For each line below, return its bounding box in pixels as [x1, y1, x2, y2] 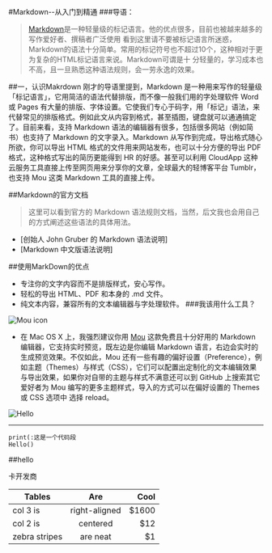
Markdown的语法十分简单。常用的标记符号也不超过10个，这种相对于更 [28, 44, 263, 54]
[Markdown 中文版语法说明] [19, 245, 113, 254]
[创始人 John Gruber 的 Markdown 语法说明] [19, 234, 168, 244]
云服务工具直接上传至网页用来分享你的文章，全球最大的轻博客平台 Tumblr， [8, 163, 261, 172]
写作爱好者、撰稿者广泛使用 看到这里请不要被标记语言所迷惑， [28, 35, 236, 44]
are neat [79, 531, 112, 542]
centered [78, 518, 113, 529]
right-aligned [70, 504, 121, 516]
